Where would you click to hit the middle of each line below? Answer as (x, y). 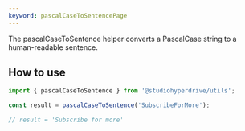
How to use (37, 73)
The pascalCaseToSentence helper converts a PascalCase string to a (122, 39)
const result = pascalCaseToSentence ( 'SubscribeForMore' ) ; (109, 105)
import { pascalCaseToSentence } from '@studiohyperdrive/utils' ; (122, 91)
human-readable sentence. (53, 47)
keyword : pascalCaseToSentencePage (68, 16)
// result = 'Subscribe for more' (66, 120)
